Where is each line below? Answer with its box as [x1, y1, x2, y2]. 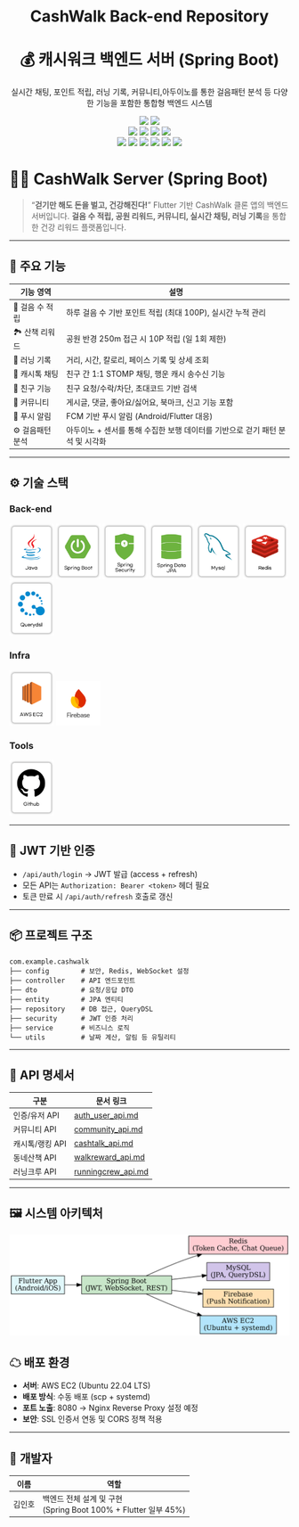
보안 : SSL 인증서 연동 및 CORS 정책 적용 [21, 1414, 163, 1424]
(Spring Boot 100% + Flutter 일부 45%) [42, 1504, 186, 1515]
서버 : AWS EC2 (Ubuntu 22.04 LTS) [21, 1380, 151, 1392]
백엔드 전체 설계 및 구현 [42, 1493, 123, 1504]
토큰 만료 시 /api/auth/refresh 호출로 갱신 [21, 891, 174, 901]
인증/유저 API [12, 1110, 60, 1121]
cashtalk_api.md [74, 1138, 133, 1149]
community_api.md [74, 1123, 143, 1134]
